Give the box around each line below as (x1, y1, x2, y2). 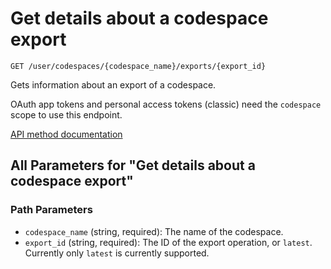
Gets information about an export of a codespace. (10, 78, 217, 91)
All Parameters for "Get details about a (10, 157, 256, 174)
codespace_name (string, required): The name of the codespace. (24, 225, 284, 237)
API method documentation (10, 128, 123, 140)
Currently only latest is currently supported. (24, 247, 210, 259)
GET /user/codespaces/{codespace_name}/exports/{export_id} (10, 61, 267, 71)
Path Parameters (10, 203, 93, 217)
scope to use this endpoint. (10, 108, 123, 121)
